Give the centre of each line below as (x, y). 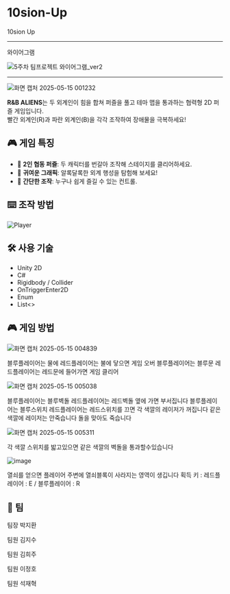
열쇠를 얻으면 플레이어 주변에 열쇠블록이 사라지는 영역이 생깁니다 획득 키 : (105, 475)
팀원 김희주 (22, 554)
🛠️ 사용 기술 (30, 248)
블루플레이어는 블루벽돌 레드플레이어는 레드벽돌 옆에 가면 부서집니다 (98, 401)
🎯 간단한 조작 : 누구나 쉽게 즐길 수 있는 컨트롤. (77, 181)
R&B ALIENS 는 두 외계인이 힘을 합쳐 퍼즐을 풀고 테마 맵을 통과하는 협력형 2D (110, 102)
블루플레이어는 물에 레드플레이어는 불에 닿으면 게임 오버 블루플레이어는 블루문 (111, 363)
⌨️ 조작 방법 (30, 205)
